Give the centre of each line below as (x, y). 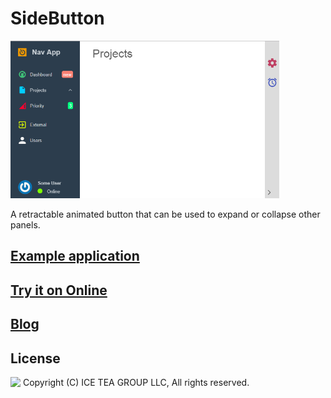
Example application (75, 256)
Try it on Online (59, 290)
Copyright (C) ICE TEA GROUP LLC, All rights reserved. (136, 382)
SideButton (57, 18)
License (35, 358)
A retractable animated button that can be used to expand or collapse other (165, 214)
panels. (25, 224)
